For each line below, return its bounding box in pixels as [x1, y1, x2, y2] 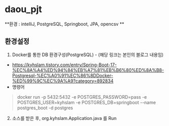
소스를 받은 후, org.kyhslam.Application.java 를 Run [12, 115, 117, 121]
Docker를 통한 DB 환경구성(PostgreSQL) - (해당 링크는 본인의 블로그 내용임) [12, 52, 164, 58]
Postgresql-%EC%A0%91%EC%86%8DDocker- [12, 72, 113, 78]
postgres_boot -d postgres [17, 105, 73, 111]
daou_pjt [5, 4, 43, 15]
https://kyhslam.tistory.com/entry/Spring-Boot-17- [12, 62, 117, 68]
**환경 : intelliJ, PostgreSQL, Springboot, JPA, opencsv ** [5, 21, 124, 27]
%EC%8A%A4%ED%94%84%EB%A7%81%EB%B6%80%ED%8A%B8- [12, 67, 164, 73]
